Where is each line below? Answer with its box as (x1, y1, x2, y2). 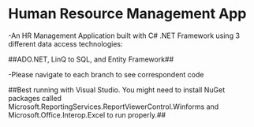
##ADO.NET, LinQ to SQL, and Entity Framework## (8, 54, 174, 64)
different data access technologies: (8, 39, 124, 48)
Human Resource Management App (8, 5, 247, 23)
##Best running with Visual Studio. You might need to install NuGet (8, 84, 226, 95)
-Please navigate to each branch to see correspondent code (8, 69, 204, 79)
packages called (8, 93, 62, 103)
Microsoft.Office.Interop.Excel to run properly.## (8, 110, 166, 119)
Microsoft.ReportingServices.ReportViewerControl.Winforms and (8, 102, 219, 111)
